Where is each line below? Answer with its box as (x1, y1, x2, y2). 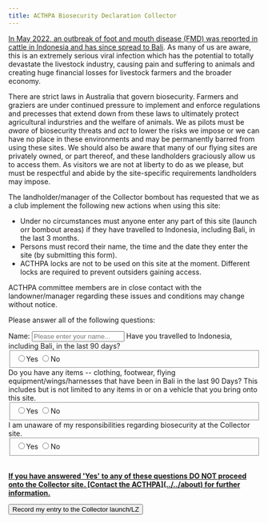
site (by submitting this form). (19, 250, 118, 260)
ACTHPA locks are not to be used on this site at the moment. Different (19, 258, 250, 268)
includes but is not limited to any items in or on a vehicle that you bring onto (8, 385, 258, 394)
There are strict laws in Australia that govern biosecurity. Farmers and (8, 91, 238, 101)
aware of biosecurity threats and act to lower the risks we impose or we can (8, 126, 260, 135)
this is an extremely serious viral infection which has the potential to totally (8, 50, 254, 60)
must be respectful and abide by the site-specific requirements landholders (8, 168, 258, 178)
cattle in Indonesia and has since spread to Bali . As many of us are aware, (8, 42, 252, 52)
